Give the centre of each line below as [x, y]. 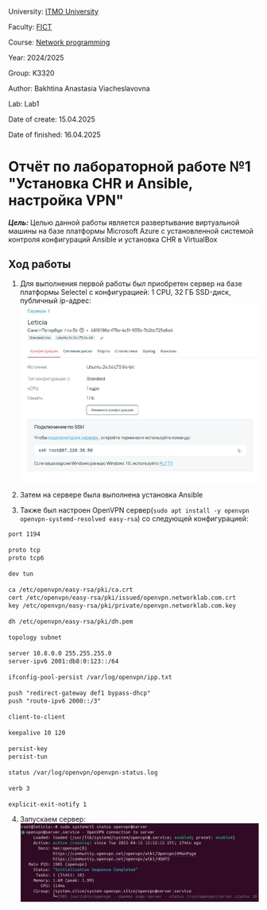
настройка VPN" [66, 201]
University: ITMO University [54, 12]
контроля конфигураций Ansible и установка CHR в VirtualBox [113, 239]
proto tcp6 [26, 558]
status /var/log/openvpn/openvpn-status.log [83, 773]
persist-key [28, 749]
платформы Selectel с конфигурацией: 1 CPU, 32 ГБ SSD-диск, [125, 292]
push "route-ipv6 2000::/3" [55, 701]
